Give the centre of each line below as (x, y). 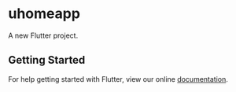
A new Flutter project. (43, 35)
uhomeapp (44, 14)
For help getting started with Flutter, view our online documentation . (118, 79)
